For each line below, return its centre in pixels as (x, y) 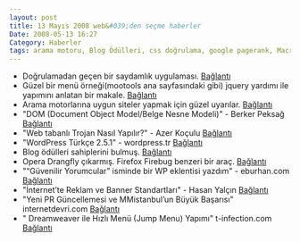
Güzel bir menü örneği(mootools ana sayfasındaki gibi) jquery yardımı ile (155, 86)
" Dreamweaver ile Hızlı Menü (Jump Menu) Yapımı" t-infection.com (147, 219)
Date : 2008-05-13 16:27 (54, 34)
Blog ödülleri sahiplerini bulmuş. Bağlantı (97, 152)
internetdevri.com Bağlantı (71, 209)
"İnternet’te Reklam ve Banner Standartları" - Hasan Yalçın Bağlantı (145, 190)
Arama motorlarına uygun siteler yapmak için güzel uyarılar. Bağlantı (147, 104)
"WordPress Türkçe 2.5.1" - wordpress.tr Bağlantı (112, 143)
